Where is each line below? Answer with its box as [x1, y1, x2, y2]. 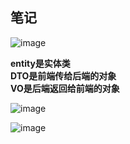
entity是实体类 [10, 57, 71, 69]
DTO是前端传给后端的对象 [10, 69, 117, 82]
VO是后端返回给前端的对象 [10, 82, 120, 94]
